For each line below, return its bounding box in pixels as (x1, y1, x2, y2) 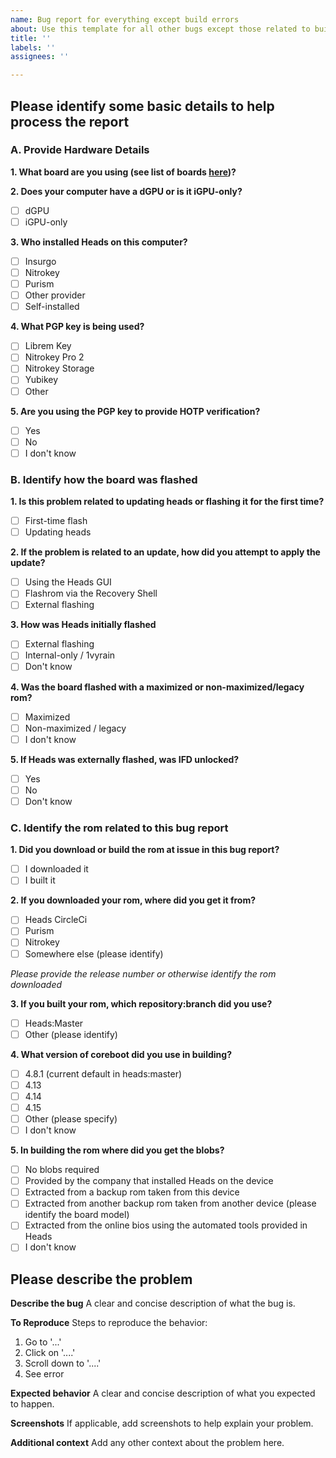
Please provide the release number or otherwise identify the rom (10, 967, 277, 980)
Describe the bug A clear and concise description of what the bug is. (10, 1297, 296, 1310)
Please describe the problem (10, 1271, 193, 1288)
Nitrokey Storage (24, 362, 95, 375)
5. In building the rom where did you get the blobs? (10, 1144, 225, 1156)
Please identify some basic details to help (10, 97, 275, 115)
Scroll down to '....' (24, 1357, 102, 1370)
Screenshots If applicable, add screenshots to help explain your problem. (10, 1417, 314, 1430)
